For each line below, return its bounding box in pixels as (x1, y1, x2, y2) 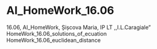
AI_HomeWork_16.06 (6, 4, 115, 18)
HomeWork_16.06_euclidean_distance (6, 36, 101, 44)
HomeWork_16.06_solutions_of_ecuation (6, 30, 107, 37)
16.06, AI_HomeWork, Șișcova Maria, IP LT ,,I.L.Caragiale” (6, 24, 151, 31)
